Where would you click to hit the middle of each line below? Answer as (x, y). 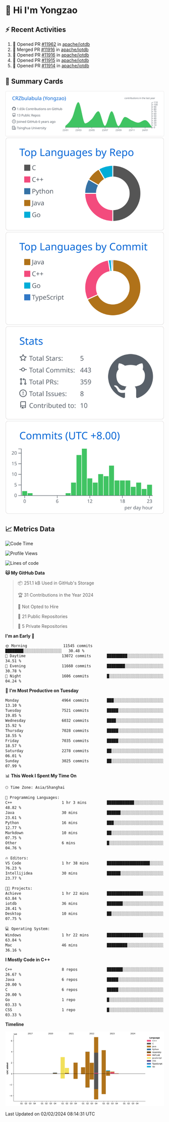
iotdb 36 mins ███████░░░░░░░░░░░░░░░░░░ (84, 904)
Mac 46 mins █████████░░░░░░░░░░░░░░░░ (84, 945)
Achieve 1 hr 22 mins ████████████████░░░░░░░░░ (84, 894)
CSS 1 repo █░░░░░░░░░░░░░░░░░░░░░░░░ (84, 1010)
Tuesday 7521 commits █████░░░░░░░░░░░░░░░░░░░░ (84, 711)
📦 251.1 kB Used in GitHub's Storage (56, 583)
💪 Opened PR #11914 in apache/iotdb (51, 66)
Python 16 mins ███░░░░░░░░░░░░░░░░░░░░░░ (84, 823)
